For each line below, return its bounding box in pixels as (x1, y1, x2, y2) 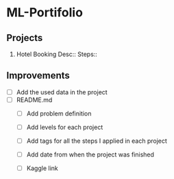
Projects (6, 32, 43, 44)
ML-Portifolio (6, 5, 84, 20)
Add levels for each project (26, 123, 103, 131)
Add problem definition (26, 109, 92, 118)
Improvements (6, 70, 70, 81)
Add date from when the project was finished (26, 150, 155, 159)
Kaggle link (26, 164, 59, 172)
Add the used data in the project (16, 87, 108, 96)
